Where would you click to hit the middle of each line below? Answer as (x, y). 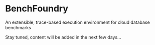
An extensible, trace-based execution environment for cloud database (77, 22)
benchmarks (18, 27)
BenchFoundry (37, 9)
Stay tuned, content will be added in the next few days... (63, 37)
